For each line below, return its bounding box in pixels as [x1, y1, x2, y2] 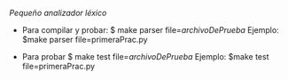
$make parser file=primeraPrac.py [21, 35, 148, 44]
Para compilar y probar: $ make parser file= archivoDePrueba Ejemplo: [21, 25, 279, 35]
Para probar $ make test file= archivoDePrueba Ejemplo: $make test [21, 52, 269, 61]
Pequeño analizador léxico [9, 8, 107, 18]
